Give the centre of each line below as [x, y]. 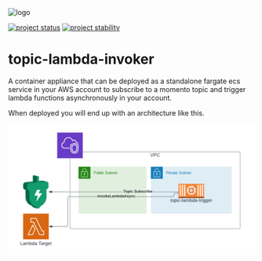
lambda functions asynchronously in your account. [90, 97]
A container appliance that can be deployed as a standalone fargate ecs [124, 81]
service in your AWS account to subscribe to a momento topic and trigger [127, 89]
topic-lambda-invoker [81, 59]
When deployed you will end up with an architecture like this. [106, 112]
